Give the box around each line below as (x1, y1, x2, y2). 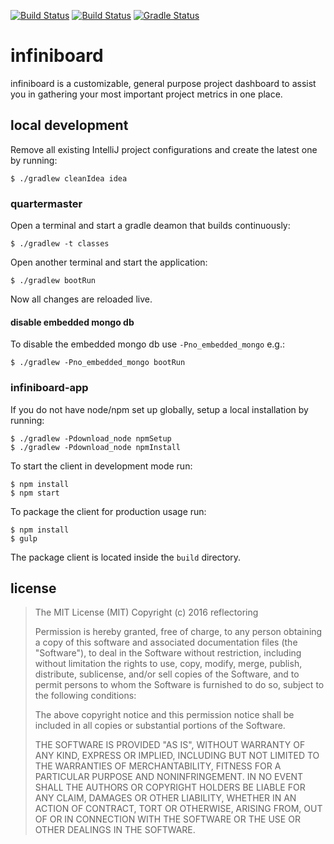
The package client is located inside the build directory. (10, 551, 242, 563)
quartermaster (10, 196, 83, 210)
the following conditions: (34, 690, 137, 702)
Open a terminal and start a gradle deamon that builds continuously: (10, 220, 291, 232)
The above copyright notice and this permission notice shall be (34, 709, 295, 721)
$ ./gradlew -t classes (10, 239, 110, 249)
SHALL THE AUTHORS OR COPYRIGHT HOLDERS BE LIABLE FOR (34, 781, 306, 794)
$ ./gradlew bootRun (10, 276, 97, 286)
